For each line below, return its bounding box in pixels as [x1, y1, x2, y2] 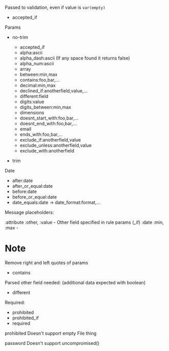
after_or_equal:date [12, 183, 53, 189]
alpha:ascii [19, 50, 43, 55]
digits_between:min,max [19, 104, 71, 110]
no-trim [12, 34, 29, 40]
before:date [12, 188, 37, 194]
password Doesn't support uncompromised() [5, 340, 100, 346]
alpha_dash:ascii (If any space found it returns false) [19, 55, 130, 61]
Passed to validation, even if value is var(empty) [5, 5, 106, 10]
